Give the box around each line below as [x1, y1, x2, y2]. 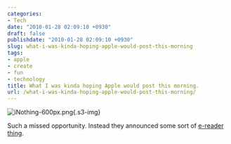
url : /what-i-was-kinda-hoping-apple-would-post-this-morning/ [7, 89, 197, 96]
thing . [7, 129, 25, 138]
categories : [7, 10, 42, 18]
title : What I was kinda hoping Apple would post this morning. [7, 82, 199, 89]
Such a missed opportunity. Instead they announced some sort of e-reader [7, 122, 224, 130]
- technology [7, 75, 46, 83]
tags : [7, 50, 23, 57]
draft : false [7, 30, 46, 37]
